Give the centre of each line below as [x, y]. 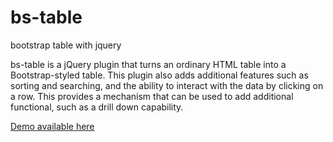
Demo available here [52, 126]
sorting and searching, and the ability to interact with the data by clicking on [167, 85]
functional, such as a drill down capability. [97, 107]
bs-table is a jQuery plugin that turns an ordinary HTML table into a [148, 64]
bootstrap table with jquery [66, 45]
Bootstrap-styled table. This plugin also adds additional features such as [159, 75]
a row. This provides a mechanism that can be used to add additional [152, 96]
